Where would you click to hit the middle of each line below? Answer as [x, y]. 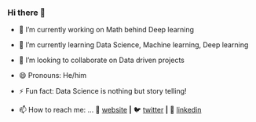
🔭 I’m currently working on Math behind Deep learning [106, 30]
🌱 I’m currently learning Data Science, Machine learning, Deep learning [133, 45]
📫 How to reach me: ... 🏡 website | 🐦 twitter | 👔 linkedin [110, 110]
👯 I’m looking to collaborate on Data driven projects [102, 60]
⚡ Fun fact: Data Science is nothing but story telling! [102, 91]
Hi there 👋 [27, 13]
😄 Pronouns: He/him [53, 76]
